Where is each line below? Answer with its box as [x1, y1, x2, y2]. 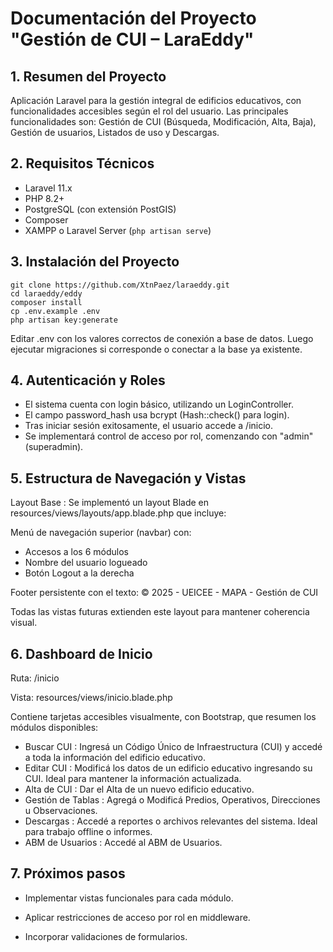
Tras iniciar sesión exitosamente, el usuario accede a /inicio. [24, 420, 274, 432]
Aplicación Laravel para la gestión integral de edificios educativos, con [10, 95, 302, 106]
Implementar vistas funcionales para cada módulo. [24, 892, 234, 904]
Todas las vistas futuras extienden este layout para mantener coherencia [10, 606, 310, 618]
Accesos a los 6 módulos [24, 546, 129, 558]
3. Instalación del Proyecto [10, 253, 180, 271]
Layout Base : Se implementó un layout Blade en [10, 497, 210, 509]
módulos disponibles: [10, 722, 99, 734]
